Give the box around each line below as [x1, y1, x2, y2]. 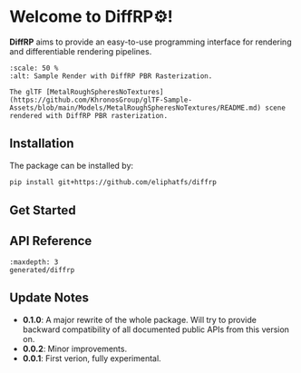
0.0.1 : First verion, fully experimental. [22, 352, 161, 364]
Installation [9, 136, 74, 152]
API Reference [9, 233, 92, 249]
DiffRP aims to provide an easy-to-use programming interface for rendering [9, 36, 292, 47]
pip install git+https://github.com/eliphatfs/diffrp [9, 177, 218, 187]
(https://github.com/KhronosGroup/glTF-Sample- [9, 95, 193, 104]
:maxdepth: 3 [9, 257, 59, 267]
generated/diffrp [9, 265, 75, 274]
